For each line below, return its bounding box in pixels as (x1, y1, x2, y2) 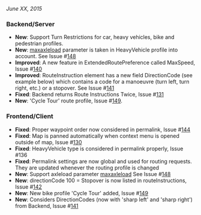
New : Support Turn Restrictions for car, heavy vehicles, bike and (14, 34, 175, 41)
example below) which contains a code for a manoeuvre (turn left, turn (14, 78, 190, 86)
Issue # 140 (14, 65, 43, 72)
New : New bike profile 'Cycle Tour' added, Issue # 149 (14, 189, 149, 196)
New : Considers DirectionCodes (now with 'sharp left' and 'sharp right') (14, 196, 193, 203)
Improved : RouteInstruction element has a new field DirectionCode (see (14, 72, 193, 79)
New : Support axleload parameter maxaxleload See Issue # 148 (14, 170, 171, 177)
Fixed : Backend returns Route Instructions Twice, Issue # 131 (14, 91, 164, 98)
